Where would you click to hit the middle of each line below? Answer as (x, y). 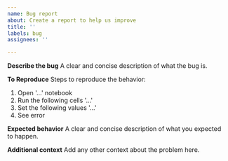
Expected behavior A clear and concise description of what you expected (114, 129)
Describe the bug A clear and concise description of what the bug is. (107, 66)
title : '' (22, 27)
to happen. (23, 136)
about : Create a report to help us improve (72, 20)
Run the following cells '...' (55, 100)
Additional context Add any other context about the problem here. (103, 150)
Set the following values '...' (57, 108)
